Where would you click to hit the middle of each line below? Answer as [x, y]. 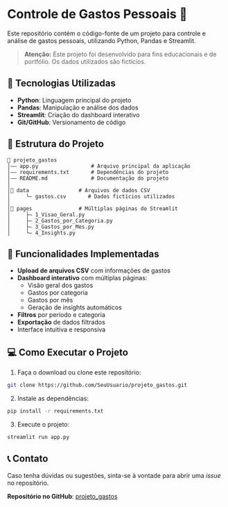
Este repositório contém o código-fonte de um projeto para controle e [107, 33]
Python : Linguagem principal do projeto [74, 100]
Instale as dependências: [53, 399]
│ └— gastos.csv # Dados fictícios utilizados [91, 196]
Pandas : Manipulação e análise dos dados [78, 108]
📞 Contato [28, 459]
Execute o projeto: [43, 424]
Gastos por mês [50, 300]
